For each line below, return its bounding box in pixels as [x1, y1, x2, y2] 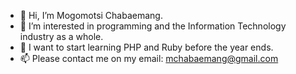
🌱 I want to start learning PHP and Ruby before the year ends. [19, 41, 274, 53]
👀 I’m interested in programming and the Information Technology [19, 20, 287, 32]
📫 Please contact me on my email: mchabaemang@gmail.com [19, 53, 279, 64]
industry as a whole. [19, 31, 104, 42]
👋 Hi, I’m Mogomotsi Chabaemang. [19, 10, 163, 21]
